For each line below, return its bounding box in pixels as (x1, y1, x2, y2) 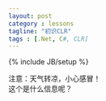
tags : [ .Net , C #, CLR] (8, 34, 89, 43)
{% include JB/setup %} (8, 57, 89, 67)
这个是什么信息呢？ (8, 84, 73, 94)
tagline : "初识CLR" (8, 27, 72, 35)
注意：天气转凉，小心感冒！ (8, 74, 101, 84)
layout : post (8, 11, 53, 20)
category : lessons (8, 20, 74, 28)
